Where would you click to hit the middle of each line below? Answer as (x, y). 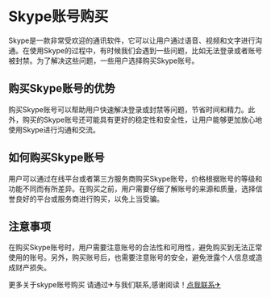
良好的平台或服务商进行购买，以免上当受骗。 (89, 199)
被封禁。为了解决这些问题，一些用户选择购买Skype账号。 (104, 61)
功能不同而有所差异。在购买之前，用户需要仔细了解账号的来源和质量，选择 (132, 188)
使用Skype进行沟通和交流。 (54, 129)
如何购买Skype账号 (56, 158)
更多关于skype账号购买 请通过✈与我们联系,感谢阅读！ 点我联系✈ (115, 285)
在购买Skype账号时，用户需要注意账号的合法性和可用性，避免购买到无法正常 (135, 248)
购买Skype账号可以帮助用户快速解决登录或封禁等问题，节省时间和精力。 (128, 109)
